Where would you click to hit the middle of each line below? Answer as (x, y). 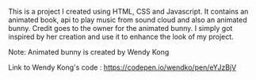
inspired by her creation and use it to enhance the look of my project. (121, 36)
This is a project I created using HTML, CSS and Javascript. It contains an (128, 11)
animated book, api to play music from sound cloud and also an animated (128, 20)
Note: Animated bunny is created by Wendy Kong (89, 52)
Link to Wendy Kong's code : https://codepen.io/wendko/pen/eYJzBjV (122, 67)
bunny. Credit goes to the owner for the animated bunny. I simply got (120, 28)
